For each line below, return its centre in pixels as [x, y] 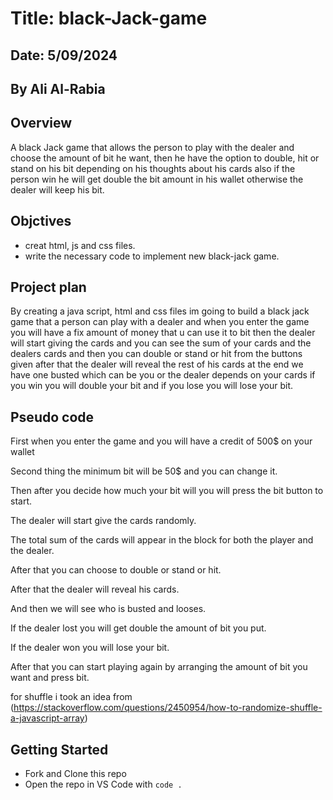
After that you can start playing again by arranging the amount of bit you [159, 667]
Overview [41, 123]
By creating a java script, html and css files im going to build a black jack [160, 311]
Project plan [48, 287]
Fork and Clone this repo [75, 774]
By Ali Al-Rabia [58, 88]
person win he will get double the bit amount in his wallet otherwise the [157, 179]
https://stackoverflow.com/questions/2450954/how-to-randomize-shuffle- [168, 708]
